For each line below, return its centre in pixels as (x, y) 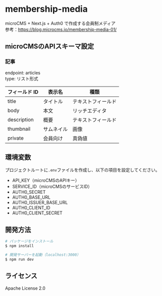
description (21, 119)
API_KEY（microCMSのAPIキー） (46, 180)
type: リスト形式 (22, 78)
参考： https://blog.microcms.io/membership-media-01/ (61, 29)
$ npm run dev (20, 259)
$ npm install (20, 246)
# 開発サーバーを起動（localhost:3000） (43, 255)
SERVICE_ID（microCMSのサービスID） (52, 187)
